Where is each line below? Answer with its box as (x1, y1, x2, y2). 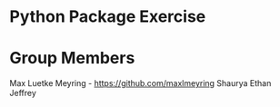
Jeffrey (9, 88, 36, 99)
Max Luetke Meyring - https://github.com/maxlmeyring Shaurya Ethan (9, 78, 272, 89)
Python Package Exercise (9, 6, 206, 27)
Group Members (9, 48, 135, 69)
